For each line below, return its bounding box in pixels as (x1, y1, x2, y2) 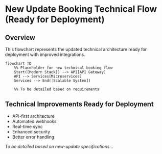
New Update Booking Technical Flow (5, 3, 157, 15)
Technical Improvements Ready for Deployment (5, 100, 154, 108)
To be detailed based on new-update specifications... (5, 143, 114, 149)
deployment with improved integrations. (5, 51, 86, 57)
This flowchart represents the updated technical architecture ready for (5, 47, 147, 52)
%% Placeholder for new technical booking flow (14, 65, 113, 70)
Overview (5, 33, 36, 42)
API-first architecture (12, 113, 55, 119)
